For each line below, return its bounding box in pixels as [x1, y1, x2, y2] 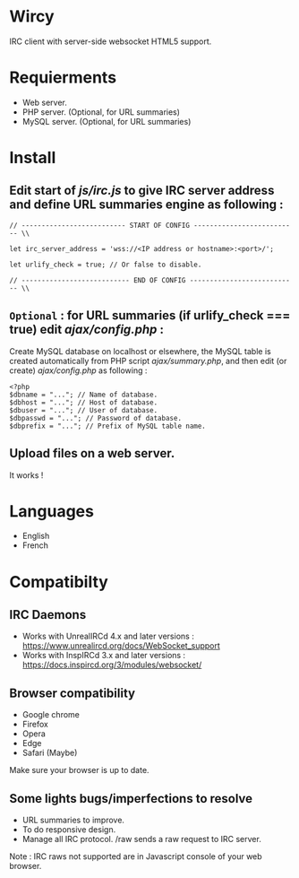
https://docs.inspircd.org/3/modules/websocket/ [21, 659, 202, 670]
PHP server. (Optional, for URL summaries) [21, 106, 181, 117]
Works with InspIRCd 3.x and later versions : [21, 650, 186, 661]
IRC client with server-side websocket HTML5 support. [9, 36, 212, 47]
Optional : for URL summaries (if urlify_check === [9, 308, 291, 324]
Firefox [21, 719, 49, 730]
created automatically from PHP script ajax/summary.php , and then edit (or [9, 355, 287, 366]
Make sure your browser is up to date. [9, 765, 149, 776]
